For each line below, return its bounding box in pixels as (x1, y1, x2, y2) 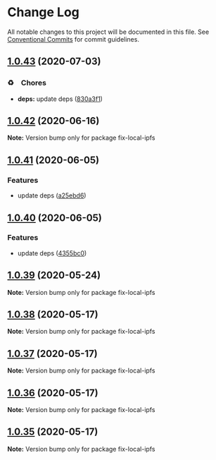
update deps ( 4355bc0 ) (17, 248, 87, 258)
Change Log (7, 4, 80, 20)
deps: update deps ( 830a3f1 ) (17, 95, 103, 103)
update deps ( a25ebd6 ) (17, 191, 87, 200)
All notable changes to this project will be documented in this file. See (7, 28, 210, 36)
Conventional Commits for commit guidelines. (7, 35, 139, 43)
